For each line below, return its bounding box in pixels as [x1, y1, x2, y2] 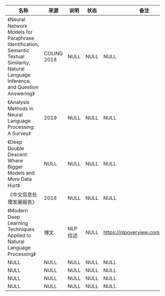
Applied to [7, 232, 31, 239]
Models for [7, 29, 33, 35]
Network [7, 23, 28, 29]
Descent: [7, 151, 28, 158]
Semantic [7, 47, 29, 53]
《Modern [7, 207, 28, 214]
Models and [7, 170, 35, 176]
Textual [7, 53, 25, 60]
